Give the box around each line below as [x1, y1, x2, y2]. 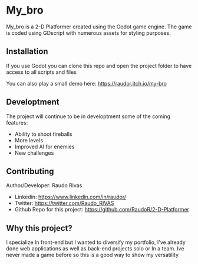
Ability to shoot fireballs [14, 131, 72, 138]
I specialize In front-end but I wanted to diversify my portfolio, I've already [6, 239, 186, 246]
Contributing [6, 166, 54, 176]
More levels [14, 136, 43, 144]
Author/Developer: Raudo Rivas [6, 182, 82, 189]
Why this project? [6, 223, 72, 233]
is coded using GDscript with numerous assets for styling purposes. [6, 29, 171, 36]
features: [6, 119, 28, 126]
